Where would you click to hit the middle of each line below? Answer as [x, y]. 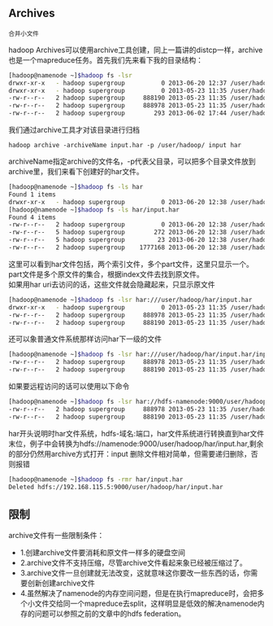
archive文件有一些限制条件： [56, 536]
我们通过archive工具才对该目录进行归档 [74, 130]
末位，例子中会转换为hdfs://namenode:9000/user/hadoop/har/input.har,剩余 [136, 444]
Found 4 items [32, 217]
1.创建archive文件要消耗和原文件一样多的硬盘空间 [102, 553]
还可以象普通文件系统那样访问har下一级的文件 [85, 339]
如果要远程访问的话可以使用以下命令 [69, 387]
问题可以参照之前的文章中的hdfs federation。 [110, 614]
